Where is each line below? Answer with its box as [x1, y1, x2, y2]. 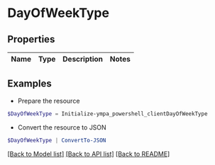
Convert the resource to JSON [17, 123, 106, 132]
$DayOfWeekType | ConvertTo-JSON [7, 137, 106, 144]
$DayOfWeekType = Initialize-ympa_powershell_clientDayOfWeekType [7, 110, 208, 118]
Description [62, 55, 103, 64]
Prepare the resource [17, 96, 80, 105]
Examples [7, 78, 52, 90]
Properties [7, 33, 55, 45]
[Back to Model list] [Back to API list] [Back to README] [7, 149, 170, 158]
